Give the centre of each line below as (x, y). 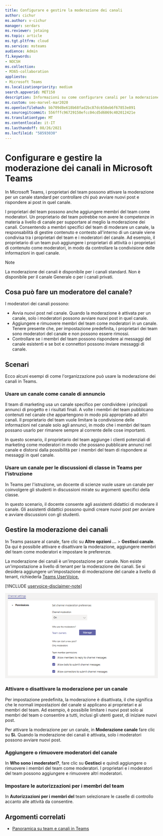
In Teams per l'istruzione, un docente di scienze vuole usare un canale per (79, 484)
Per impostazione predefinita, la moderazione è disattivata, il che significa (79, 700)
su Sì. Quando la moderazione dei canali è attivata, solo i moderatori (73, 735)
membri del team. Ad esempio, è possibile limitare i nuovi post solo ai (74, 710)
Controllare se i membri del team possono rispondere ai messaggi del (81, 339)
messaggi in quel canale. (30, 455)
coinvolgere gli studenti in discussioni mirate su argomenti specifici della (78, 489)
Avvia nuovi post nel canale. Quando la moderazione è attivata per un (81, 313)
